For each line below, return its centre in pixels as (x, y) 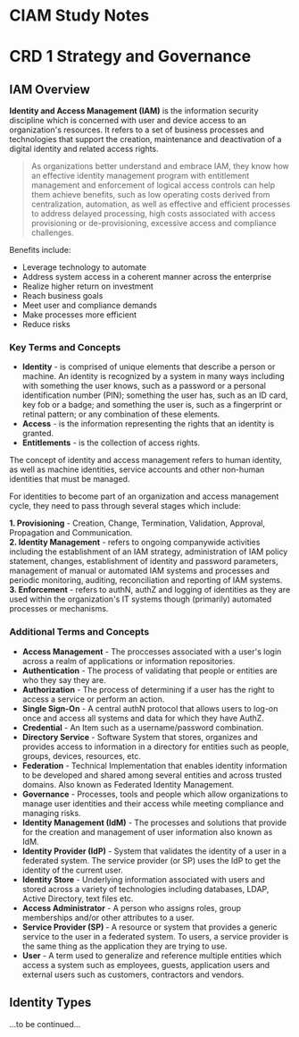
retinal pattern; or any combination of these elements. (121, 414)
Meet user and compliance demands (90, 306)
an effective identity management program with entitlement (140, 176)
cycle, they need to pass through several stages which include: (125, 506)
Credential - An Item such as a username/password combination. (143, 727)
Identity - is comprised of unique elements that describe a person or (149, 367)
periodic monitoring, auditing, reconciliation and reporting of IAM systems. (146, 580)
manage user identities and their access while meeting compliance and (153, 803)
